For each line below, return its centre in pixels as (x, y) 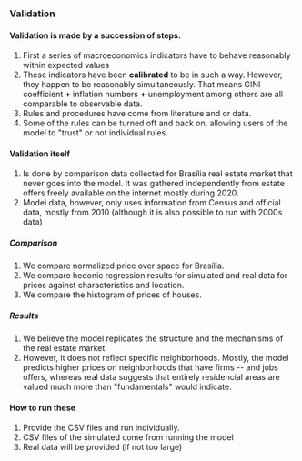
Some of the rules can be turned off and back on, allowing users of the (155, 123)
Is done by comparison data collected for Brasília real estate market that (157, 174)
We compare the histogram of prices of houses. (112, 295)
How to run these (42, 407)
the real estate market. (65, 348)
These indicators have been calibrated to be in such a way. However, (153, 75)
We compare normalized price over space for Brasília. (123, 266)
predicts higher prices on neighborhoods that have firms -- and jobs (151, 367)
